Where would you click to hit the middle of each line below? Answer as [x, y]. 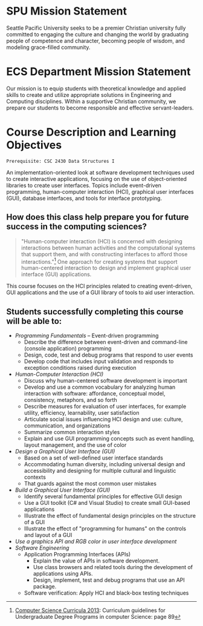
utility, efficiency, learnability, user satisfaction [82, 413]
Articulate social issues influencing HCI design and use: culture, [103, 420]
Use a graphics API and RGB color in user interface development [96, 542]
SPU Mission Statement [67, 11]
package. [45, 587]
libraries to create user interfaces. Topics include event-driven [84, 185]
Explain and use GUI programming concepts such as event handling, [109, 439]
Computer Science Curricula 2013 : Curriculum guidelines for [90, 610]
